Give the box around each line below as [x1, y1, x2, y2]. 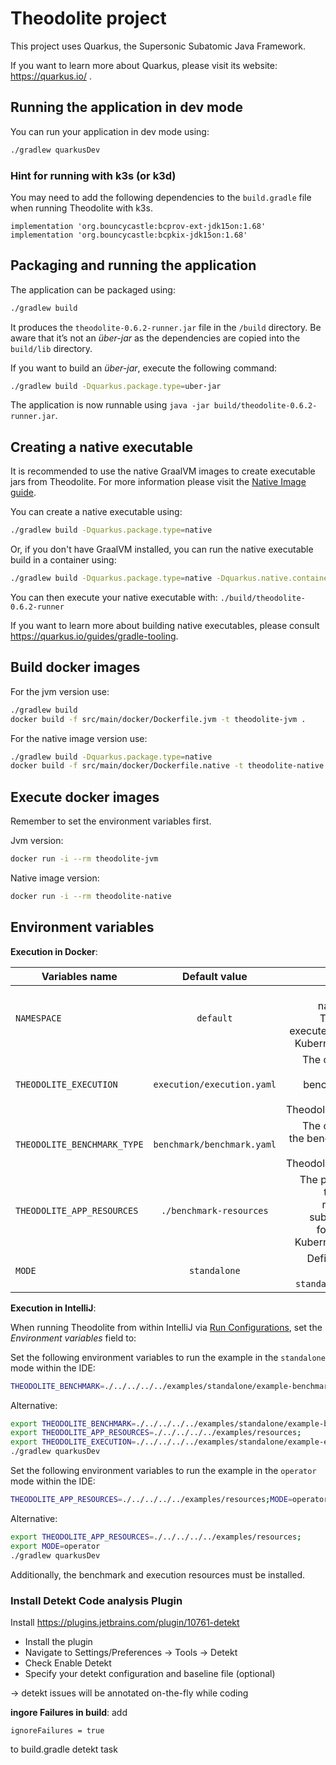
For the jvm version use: [10, 685, 110, 697]
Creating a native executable [10, 438, 193, 456]
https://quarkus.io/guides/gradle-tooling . [10, 630, 179, 642]
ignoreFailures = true [10, 1725, 105, 1736]
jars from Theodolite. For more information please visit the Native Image [10, 476, 307, 488]
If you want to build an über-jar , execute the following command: [10, 362, 278, 374]
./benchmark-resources [160, 1205, 269, 1216]
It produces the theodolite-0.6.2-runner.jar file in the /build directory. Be [10, 321, 322, 333]
